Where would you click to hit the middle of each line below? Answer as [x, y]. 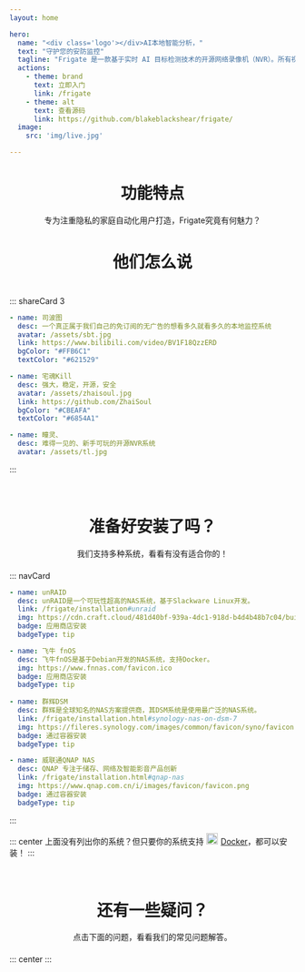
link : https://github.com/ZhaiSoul [85, 401]
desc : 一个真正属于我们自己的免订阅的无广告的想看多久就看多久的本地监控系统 [145, 326]
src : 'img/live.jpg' [64, 136]
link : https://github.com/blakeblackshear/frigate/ [133, 119]
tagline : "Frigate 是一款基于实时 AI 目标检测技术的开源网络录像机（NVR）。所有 [155, 60]
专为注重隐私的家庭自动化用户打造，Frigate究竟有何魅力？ [152, 220]
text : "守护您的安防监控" [61, 51]
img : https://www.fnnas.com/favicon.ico [95, 668]
